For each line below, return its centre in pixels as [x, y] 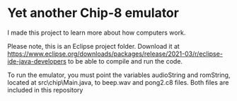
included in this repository [45, 90]
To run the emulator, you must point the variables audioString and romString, [119, 75]
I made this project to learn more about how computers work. [97, 32]
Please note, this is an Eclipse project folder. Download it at [94, 46]
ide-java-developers [37, 61]
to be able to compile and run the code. [125, 61]
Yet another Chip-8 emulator [93, 13]
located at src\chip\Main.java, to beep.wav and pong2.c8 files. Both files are [118, 82]
